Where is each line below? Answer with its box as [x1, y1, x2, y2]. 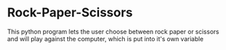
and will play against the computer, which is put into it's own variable [7, 34, 204, 42]
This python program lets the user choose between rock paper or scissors [7, 27, 220, 36]
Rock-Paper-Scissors [7, 5, 133, 21]
